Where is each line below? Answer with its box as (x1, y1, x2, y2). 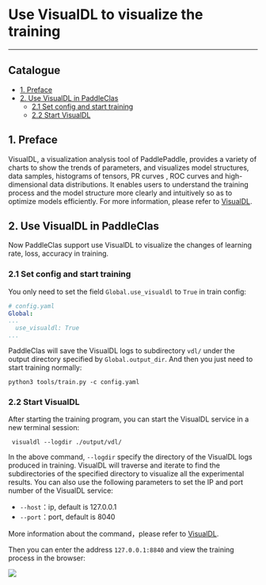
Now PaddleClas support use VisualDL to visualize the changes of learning (8, 241, 252, 250)
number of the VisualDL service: (8, 486, 113, 495)
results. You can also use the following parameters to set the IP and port (8, 478, 244, 487)
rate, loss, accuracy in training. (8, 248, 109, 259)
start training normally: (8, 363, 82, 372)
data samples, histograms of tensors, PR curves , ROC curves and (8, 171, 224, 180)
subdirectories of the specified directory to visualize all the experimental (8, 469, 245, 479)
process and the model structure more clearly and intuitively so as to (8, 188, 233, 198)
